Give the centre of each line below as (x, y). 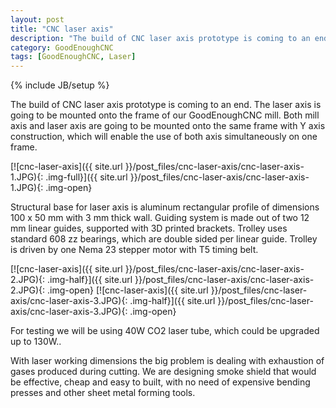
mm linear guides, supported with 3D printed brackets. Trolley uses (149, 228)
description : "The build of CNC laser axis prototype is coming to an (160, 38)
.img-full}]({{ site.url (86, 177)
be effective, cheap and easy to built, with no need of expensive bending (160, 382)
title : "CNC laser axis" (62, 29)
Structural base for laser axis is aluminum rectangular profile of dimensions (165, 207)
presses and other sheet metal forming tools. (103, 393)
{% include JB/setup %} (60, 85)
